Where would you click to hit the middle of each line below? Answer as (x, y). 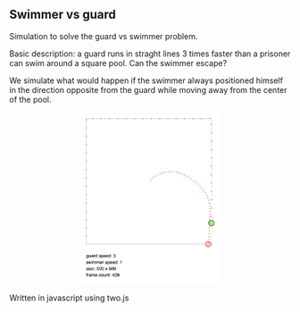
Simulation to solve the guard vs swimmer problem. (104, 36)
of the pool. (30, 99)
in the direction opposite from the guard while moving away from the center (148, 89)
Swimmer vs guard (62, 15)
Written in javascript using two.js (69, 298)
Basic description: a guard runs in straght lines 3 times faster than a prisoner (150, 54)
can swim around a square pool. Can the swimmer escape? (118, 63)
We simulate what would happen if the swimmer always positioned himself (146, 80)
